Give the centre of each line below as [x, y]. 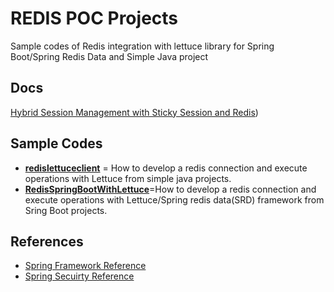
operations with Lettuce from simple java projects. [128, 178]
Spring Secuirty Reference [79, 276]
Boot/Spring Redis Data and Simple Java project [109, 56]
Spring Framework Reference [85, 266]
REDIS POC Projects [94, 18]
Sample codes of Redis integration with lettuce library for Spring [142, 46]
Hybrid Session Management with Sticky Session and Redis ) [134, 112]
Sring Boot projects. [66, 210]
